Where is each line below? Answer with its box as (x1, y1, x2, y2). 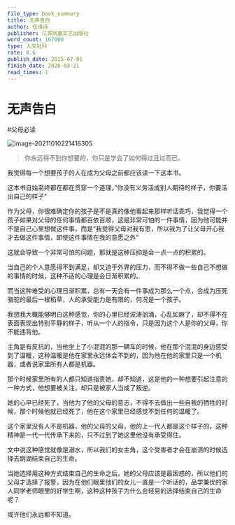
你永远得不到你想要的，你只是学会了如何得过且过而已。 (24, 154, 184, 162)
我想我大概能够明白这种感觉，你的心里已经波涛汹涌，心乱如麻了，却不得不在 (7, 310, 228, 319)
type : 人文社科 (7, 43, 48, 50)
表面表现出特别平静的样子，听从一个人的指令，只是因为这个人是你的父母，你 (7, 319, 228, 327)
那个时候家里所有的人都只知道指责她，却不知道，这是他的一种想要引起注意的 (7, 375, 228, 383)
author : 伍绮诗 (7, 23, 48, 30)
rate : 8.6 (7, 50, 36, 57)
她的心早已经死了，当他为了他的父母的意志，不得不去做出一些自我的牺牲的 (7, 398, 222, 407)
